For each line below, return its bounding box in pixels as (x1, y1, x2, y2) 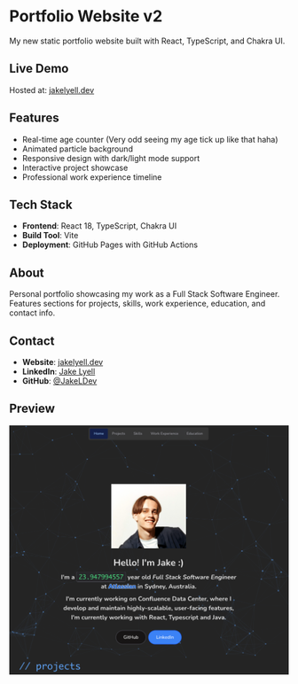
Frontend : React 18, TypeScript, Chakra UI (21, 221, 177, 231)
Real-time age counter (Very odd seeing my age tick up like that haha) (21, 134, 278, 144)
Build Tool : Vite (21, 230, 79, 241)
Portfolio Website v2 (9, 6, 163, 27)
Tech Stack (9, 197, 73, 212)
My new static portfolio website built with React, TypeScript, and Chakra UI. (9, 35, 286, 46)
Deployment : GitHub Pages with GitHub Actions (21, 239, 198, 250)
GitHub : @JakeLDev (21, 376, 98, 386)
